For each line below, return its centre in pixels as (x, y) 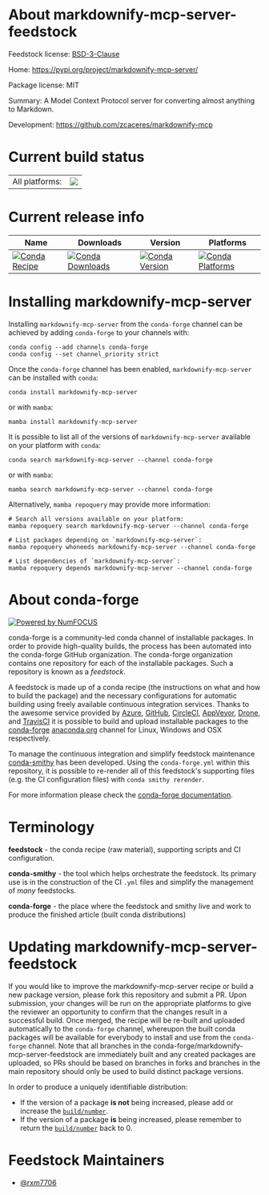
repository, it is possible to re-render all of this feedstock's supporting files (131, 770)
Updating (40, 947)
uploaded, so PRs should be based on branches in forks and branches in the (134, 1063)
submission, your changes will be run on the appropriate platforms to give (130, 1003)
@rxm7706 (38, 1182)
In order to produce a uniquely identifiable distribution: (98, 1087)
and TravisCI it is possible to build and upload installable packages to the (128, 721)
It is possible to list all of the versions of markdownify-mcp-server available (129, 436)
